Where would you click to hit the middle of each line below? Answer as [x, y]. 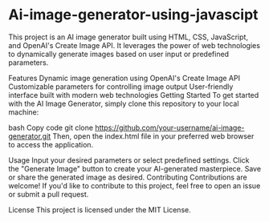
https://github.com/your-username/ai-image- [170, 127]
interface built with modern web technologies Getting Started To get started [134, 95]
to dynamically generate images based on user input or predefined [119, 54]
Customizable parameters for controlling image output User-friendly [121, 87]
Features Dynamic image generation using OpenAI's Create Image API [124, 78]
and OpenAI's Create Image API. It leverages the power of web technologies [134, 45]
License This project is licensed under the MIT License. [100, 209]
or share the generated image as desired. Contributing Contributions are [128, 177]
